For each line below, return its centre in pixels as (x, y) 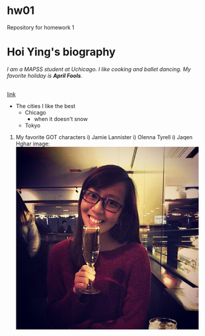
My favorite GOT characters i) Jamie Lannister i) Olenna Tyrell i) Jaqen (104, 137)
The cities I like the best (45, 106)
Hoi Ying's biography (61, 52)
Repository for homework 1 (41, 27)
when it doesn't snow (61, 119)
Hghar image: (33, 144)
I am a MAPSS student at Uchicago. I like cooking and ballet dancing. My (99, 69)
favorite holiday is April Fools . (45, 75)
